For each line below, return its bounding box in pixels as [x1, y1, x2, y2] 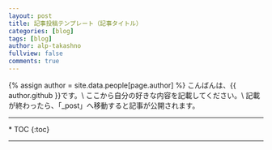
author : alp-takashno [8, 42, 82, 50]
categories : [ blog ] [8, 27, 74, 35]
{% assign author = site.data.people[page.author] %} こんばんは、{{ [8, 80, 236, 90]
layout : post [8, 11, 53, 20]
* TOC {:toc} [8, 124, 50, 134]
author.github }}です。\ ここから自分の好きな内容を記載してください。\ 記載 [8, 90, 261, 100]
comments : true [8, 58, 60, 66]
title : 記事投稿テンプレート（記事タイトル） [8, 19, 142, 28]
